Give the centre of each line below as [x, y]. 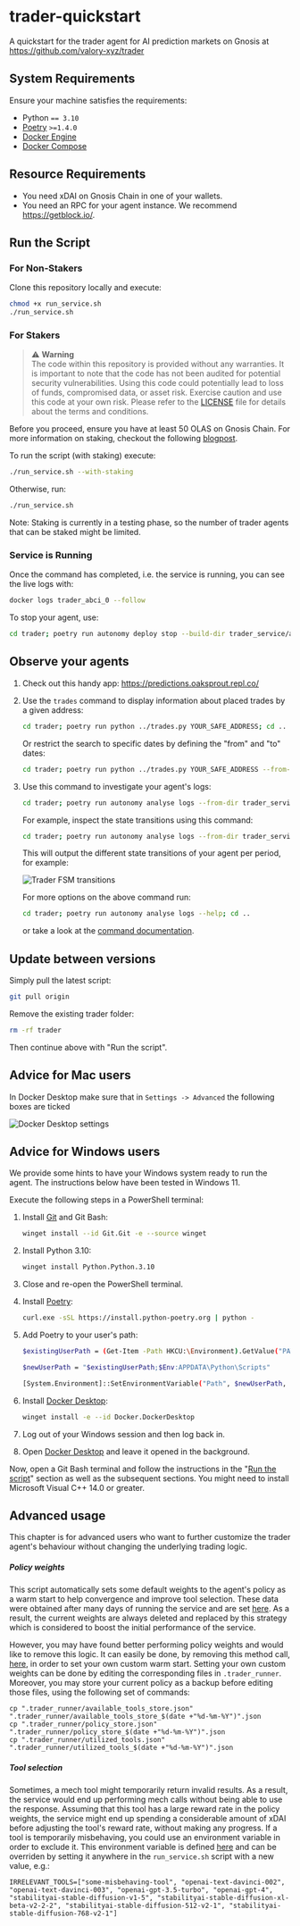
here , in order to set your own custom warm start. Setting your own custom [147, 1664]
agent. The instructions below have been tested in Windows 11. [125, 1183]
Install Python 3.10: [57, 1251]
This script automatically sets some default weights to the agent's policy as [148, 1590]
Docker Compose [54, 146]
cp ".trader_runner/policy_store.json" [83, 1725]
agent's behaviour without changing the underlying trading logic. [129, 1546]
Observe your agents [69, 662]
